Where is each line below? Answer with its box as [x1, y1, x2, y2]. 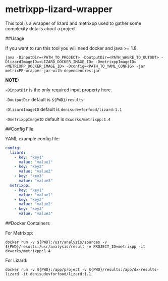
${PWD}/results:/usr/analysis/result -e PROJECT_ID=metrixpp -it [5, 244, 145, 249]
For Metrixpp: [5, 230, 34, 236]
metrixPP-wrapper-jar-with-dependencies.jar [5, 68, 100, 73]
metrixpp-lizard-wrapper [5, 4, 113, 15]
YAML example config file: [5, 135, 60, 142]
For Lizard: [5, 257, 28, 263]
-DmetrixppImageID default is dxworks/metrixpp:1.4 [5, 116, 111, 122]
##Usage [5, 35, 25, 41]
